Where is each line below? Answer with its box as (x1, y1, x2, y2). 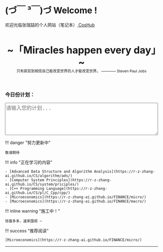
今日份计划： (5, 91, 35, 98)
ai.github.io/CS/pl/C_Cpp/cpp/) (5, 191, 70, 196)
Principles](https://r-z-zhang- (46, 178, 112, 183)
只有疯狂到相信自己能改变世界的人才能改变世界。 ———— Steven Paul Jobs (16, 68, 147, 73)
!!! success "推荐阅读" (5, 228, 49, 234)
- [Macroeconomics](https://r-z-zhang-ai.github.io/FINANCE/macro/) (5, 199, 147, 204)
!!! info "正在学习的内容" (5, 160, 52, 165)
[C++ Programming (9, 186, 45, 191)
